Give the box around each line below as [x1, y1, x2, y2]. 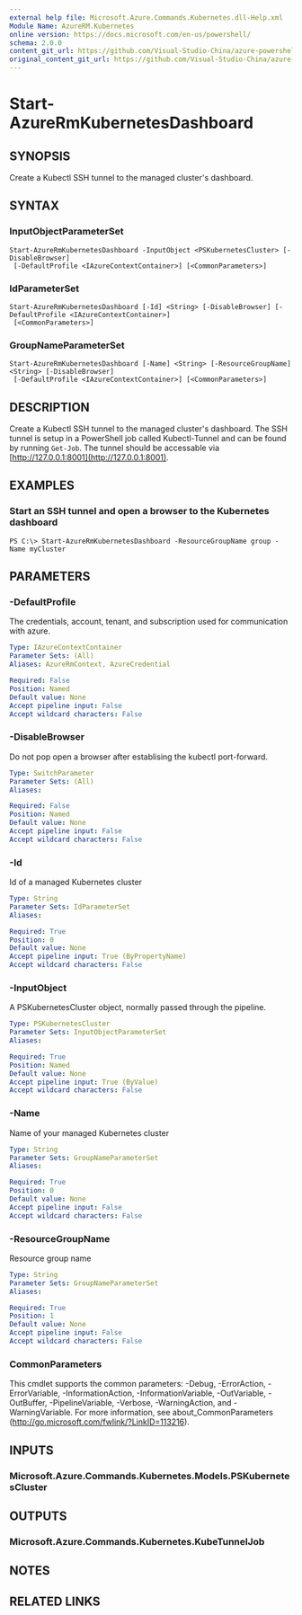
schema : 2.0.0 [9, 38, 63, 48]
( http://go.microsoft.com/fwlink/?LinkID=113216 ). [9, 1416, 191, 1427]
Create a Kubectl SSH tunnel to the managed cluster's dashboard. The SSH [9, 423, 288, 434]
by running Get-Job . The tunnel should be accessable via [9, 442, 220, 454]
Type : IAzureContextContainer [9, 643, 123, 652]
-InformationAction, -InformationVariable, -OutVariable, [62, 1388, 267, 1398]
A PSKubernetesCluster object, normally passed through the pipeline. [9, 1002, 267, 1013]
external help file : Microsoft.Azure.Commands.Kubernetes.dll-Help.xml [9, 13, 283, 22]
